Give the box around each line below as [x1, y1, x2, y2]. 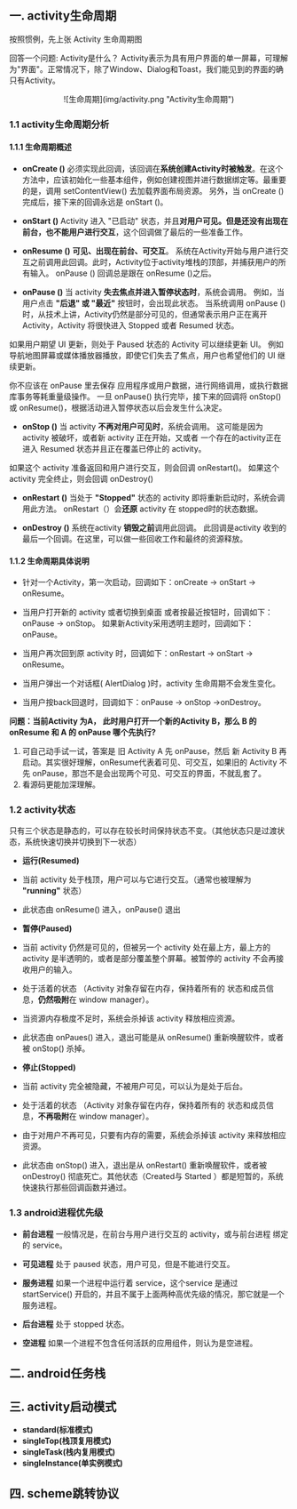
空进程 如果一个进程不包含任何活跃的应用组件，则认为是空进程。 [21, 1337, 258, 1348]
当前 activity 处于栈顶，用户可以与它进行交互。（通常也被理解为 [21, 874, 252, 885]
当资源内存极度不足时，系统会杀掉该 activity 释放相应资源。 [21, 1013, 240, 1024]
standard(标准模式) [21, 1424, 94, 1434]
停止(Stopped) [21, 1062, 76, 1073]
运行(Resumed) [21, 855, 80, 866]
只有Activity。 [9, 75, 60, 85]
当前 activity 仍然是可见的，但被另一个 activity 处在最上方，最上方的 [21, 942, 271, 953]
